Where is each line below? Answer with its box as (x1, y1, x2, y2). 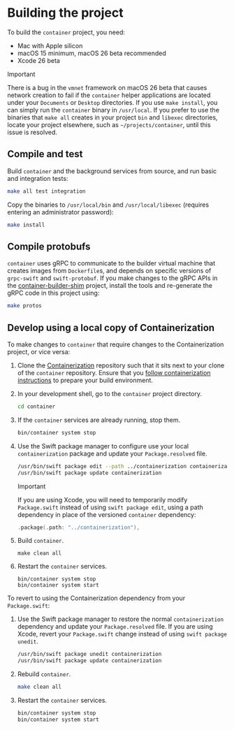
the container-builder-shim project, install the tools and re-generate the (7, 282, 213, 290)
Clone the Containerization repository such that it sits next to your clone (17, 361, 225, 370)
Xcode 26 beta (17, 56, 61, 64)
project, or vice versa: (7, 348, 71, 356)
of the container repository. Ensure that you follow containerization (17, 369, 211, 377)
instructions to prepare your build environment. (17, 376, 154, 384)
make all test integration (7, 187, 86, 195)
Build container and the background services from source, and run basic (7, 166, 217, 175)
